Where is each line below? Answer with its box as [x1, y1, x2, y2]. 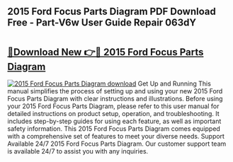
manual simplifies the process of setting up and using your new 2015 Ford [7, 87, 223, 95]
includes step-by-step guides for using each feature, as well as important [7, 117, 222, 125]
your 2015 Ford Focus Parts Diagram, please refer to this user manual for [7, 102, 220, 110]
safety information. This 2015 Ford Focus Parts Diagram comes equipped [7, 125, 221, 133]
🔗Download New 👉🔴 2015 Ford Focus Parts [7, 46, 204, 58]
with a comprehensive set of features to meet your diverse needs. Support [7, 132, 225, 140]
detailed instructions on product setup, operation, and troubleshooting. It [7, 110, 220, 117]
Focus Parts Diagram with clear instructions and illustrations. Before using [7, 95, 223, 103]
